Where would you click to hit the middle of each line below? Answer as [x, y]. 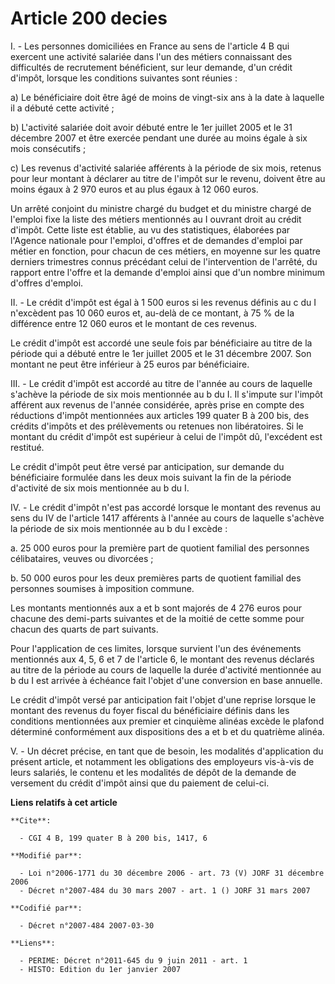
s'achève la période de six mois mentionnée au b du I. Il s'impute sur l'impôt [166, 394]
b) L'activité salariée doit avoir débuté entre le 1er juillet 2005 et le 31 [151, 127]
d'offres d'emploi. [47, 283]
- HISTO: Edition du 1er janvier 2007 [100, 969]
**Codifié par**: [46, 908]
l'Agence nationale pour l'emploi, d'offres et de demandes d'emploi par [156, 240]
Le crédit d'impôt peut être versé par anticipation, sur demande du [147, 466]
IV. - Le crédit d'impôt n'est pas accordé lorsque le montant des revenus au [166, 507]
